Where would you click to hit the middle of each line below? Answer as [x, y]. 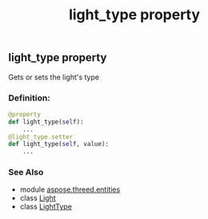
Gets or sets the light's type [54, 77]
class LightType [46, 207]
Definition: [29, 98]
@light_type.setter [41, 137]
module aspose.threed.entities [70, 189]
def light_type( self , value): [59, 144]
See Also [26, 172]
